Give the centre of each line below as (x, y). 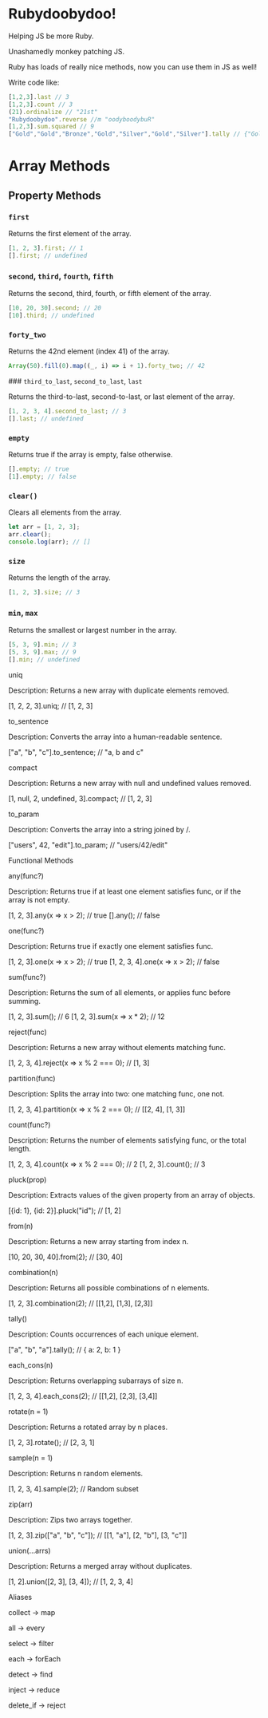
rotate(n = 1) (28, 1411)
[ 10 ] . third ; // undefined (51, 315)
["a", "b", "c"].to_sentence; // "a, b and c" (76, 752)
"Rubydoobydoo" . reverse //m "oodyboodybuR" (82, 119)
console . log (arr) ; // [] (49, 542)
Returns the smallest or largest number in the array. (93, 630)
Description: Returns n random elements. (76, 1473)
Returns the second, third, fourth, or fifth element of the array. (110, 294)
